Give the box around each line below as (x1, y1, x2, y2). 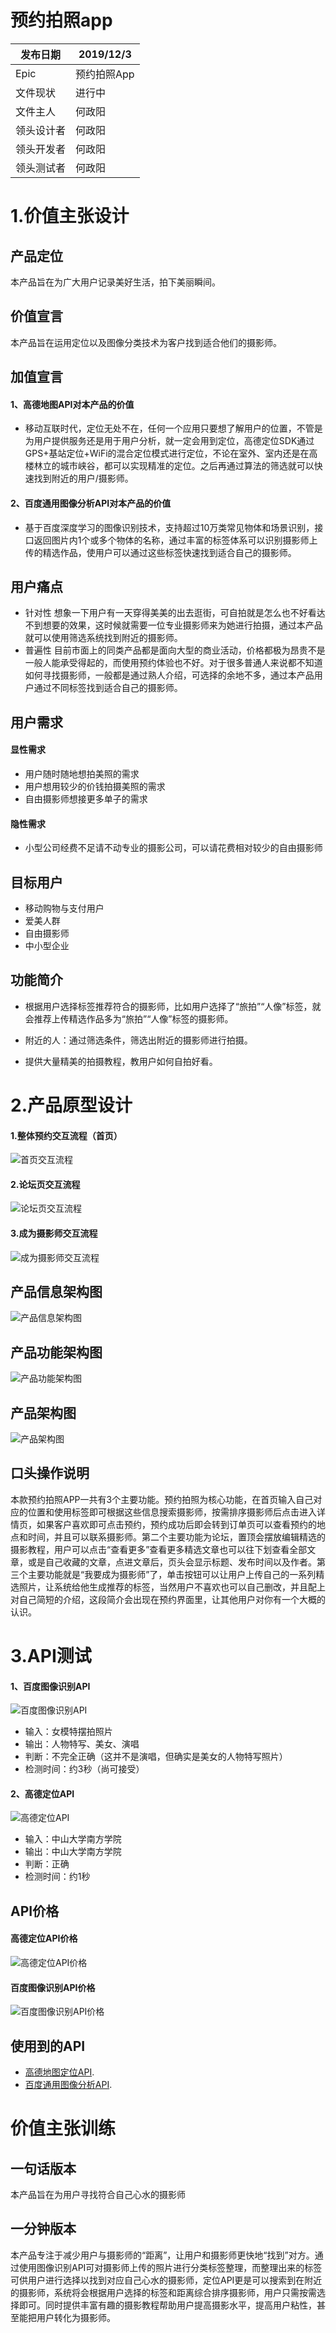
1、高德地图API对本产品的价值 (10, 398, 135, 410)
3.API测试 (10, 1645, 92, 1668)
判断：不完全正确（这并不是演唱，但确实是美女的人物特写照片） (24, 1751, 288, 1763)
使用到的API (10, 2037, 86, 2055)
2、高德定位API (10, 1787, 75, 1800)
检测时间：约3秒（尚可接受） (24, 1763, 145, 1775)
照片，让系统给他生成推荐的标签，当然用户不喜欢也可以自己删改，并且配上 (18, 1581, 326, 1593)
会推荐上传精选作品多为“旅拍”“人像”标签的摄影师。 (24, 1012, 234, 1025)
